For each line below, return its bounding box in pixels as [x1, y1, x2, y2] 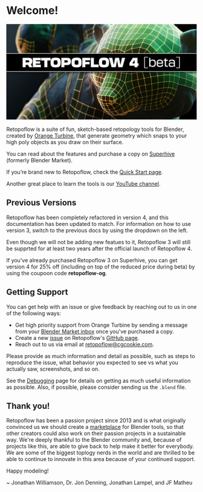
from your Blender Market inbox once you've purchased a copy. [14, 328, 174, 335]
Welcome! [6, 4, 59, 18]
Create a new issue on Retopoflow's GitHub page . [14, 334, 140, 341]
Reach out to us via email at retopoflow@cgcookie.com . [14, 341, 155, 348]
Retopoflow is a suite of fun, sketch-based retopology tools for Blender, [6, 125, 184, 133]
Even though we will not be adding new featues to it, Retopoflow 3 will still [6, 238, 191, 245]
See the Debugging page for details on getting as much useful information [6, 377, 192, 384]
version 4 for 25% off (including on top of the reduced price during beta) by [6, 263, 195, 270]
